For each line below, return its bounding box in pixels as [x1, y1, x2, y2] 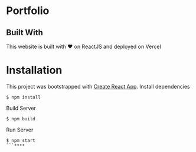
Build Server [6, 104, 37, 112]
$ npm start [6, 137, 35, 143]
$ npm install [6, 94, 41, 100]
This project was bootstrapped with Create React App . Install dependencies [6, 83, 190, 90]
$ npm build [6, 116, 35, 121]
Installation [6, 63, 63, 77]
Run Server [6, 126, 34, 133]
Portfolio [6, 4, 50, 18]
